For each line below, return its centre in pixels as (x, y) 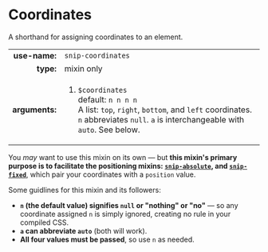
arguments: (35, 110)
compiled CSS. (44, 222)
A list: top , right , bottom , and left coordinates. (165, 110)
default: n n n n (108, 99)
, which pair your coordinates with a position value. (111, 174)
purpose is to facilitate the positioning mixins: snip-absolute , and (118, 166)
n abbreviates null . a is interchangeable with (161, 119)
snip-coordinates (97, 55)
